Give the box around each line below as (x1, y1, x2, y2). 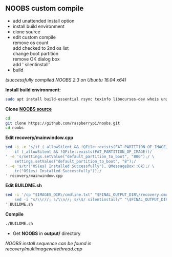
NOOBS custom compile (5, 4, 84, 13)
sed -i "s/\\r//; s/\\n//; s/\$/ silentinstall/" (14, 197, 123, 202)
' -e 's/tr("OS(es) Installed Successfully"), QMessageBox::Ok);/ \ (5, 164, 155, 169)
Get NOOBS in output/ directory (12, 230, 81, 236)
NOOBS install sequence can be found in (5, 240, 92, 246)
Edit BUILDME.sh (5, 182, 42, 189)
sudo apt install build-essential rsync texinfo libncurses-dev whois (5, 96, 159, 102)
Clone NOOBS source (5, 106, 52, 112)
